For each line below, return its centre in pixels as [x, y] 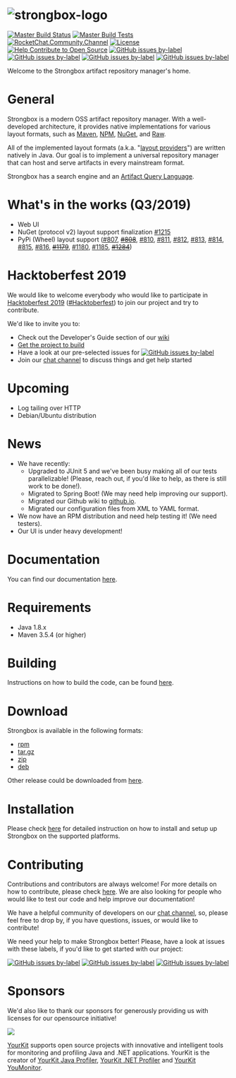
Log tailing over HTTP [49, 408]
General [31, 100]
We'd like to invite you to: [44, 323]
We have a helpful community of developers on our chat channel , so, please [118, 913]
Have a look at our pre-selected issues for [79, 352]
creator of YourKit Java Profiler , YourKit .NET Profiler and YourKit [101, 1060]
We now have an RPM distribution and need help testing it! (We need [117, 516]
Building [32, 663]
